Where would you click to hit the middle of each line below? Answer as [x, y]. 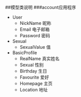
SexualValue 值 [35, 47]
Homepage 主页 [36, 83]
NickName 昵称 [35, 23]
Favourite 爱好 [34, 77]
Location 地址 [34, 90]
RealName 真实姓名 [40, 58]
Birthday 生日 [33, 71]
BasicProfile [25, 53]
